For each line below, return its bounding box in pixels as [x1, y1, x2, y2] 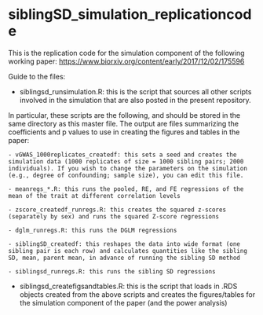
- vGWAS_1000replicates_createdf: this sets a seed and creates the [8, 151, 237, 159]
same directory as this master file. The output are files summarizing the [8, 119, 239, 128]
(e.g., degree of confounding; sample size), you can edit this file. [8, 171, 244, 179]
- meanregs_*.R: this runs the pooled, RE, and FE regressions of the [8, 185, 244, 193]
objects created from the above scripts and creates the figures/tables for [19, 289, 256, 299]
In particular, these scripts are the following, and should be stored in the [8, 110, 241, 119]
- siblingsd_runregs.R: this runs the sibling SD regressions [8, 267, 216, 276]
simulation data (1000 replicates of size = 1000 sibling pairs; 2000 [8, 157, 244, 166]
